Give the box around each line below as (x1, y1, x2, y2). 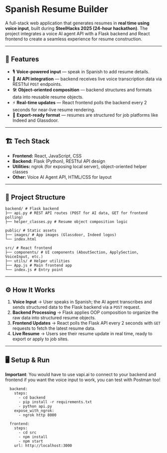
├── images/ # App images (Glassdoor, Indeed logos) (5, 232, 117, 237)
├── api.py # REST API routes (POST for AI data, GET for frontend (5, 211, 148, 216)
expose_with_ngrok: (14, 408, 55, 413)
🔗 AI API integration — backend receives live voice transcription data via (12, 76, 162, 82)
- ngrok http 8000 (18, 413, 57, 418)
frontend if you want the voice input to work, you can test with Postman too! (5, 377, 161, 383)
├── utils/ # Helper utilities (5, 258, 70, 264)
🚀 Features (5, 55, 39, 63)
